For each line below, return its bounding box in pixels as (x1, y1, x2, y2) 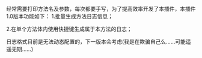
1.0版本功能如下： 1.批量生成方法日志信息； (6, 13, 113, 20)
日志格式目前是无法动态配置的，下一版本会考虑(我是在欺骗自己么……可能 (6, 38, 186, 45)
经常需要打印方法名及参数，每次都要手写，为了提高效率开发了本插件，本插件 (6, 5, 196, 12)
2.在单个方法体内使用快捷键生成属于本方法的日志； (6, 26, 132, 32)
